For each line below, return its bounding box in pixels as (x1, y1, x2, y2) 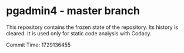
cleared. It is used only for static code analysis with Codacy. (6, 29, 152, 37)
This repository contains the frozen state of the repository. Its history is (6, 24, 178, 31)
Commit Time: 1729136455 (6, 41, 71, 48)
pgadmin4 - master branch (6, 4, 140, 18)
